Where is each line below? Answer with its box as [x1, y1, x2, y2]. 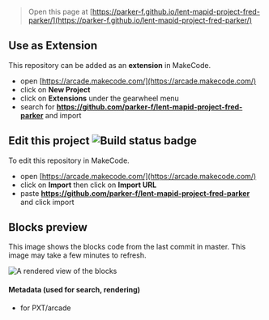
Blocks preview [8, 220, 88, 234]
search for [19, 101, 55, 112]
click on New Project [19, 84, 91, 94]
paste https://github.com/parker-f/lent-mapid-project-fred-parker [19, 188, 250, 198]
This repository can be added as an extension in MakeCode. [8, 60, 211, 70]
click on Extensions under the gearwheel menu [19, 93, 180, 103]
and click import [19, 197, 75, 207]
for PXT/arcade [19, 303, 71, 313]
